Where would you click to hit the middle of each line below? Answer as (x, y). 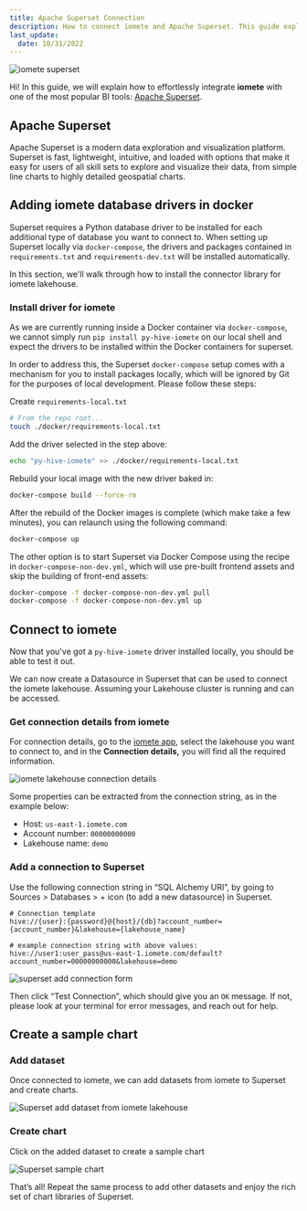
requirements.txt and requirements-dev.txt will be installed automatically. (150, 256)
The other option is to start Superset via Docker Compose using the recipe (150, 556)
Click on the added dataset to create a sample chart (107, 1151)
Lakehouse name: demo (65, 843)
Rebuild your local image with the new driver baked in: (111, 478)
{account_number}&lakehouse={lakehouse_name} (97, 929)
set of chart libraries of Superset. (72, 1196)
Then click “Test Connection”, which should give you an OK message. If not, (151, 995)
